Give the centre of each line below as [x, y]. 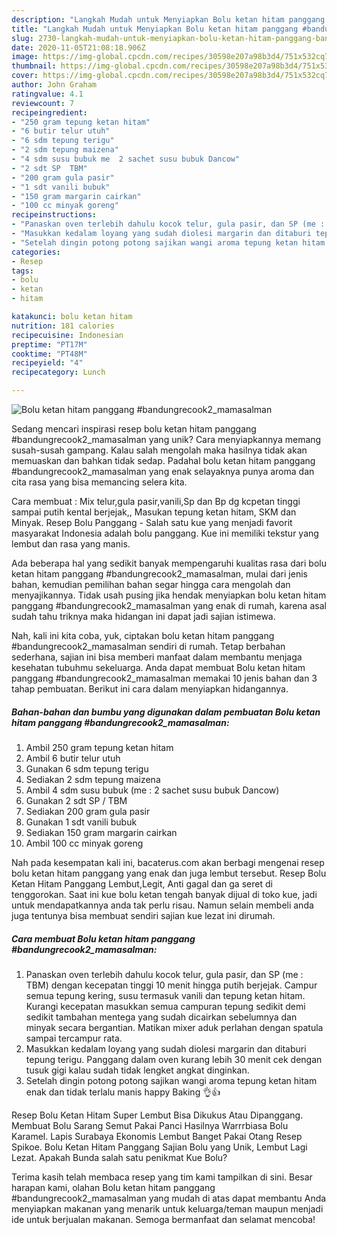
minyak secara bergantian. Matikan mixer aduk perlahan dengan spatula [174, 1027]
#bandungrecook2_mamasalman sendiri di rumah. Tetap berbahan [148, 646]
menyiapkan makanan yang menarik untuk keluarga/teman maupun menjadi [167, 1208]
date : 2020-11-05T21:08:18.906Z [78, 47]
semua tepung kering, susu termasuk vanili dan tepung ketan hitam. [165, 995]
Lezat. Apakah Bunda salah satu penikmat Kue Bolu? [119, 1157]
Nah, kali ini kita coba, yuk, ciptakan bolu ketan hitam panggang [143, 635]
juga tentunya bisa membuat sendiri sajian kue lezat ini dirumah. [143, 915]
